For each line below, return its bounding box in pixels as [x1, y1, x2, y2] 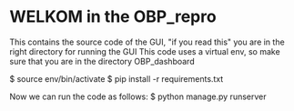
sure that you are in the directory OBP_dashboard [9, 55, 195, 66]
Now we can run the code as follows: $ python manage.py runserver [9, 91, 267, 102]
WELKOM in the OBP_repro [9, 6, 217, 27]
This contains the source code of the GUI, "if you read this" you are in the [9, 36, 285, 47]
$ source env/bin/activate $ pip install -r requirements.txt [9, 73, 224, 84]
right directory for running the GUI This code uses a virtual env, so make [9, 45, 280, 56]
